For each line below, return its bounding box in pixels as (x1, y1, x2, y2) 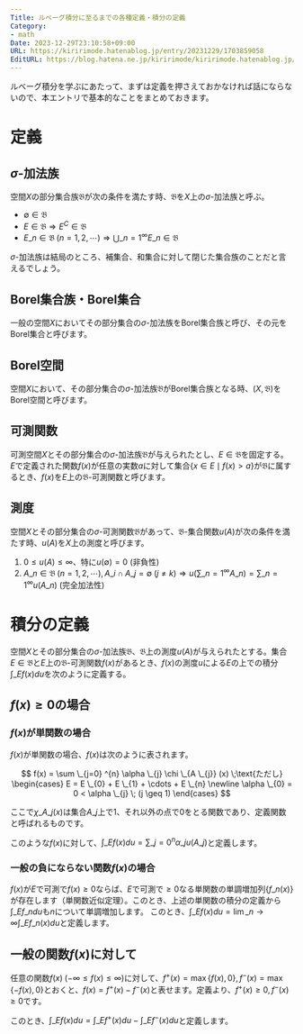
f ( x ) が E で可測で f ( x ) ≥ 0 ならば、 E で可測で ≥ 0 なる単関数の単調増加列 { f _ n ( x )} (10, 884, 294, 894)
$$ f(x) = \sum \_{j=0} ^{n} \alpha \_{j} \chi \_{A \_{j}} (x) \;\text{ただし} (21, 767, 283, 779)
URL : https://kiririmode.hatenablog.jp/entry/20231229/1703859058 (10, 47, 264, 56)
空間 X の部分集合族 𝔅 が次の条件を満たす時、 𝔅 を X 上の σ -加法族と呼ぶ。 (10, 191, 270, 202)
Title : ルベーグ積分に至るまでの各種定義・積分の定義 (10, 13, 186, 23)
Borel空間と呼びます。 (10, 394, 93, 405)
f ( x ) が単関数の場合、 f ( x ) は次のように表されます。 (10, 748, 193, 759)
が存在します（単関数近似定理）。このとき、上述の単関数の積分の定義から (10, 895, 282, 906)
